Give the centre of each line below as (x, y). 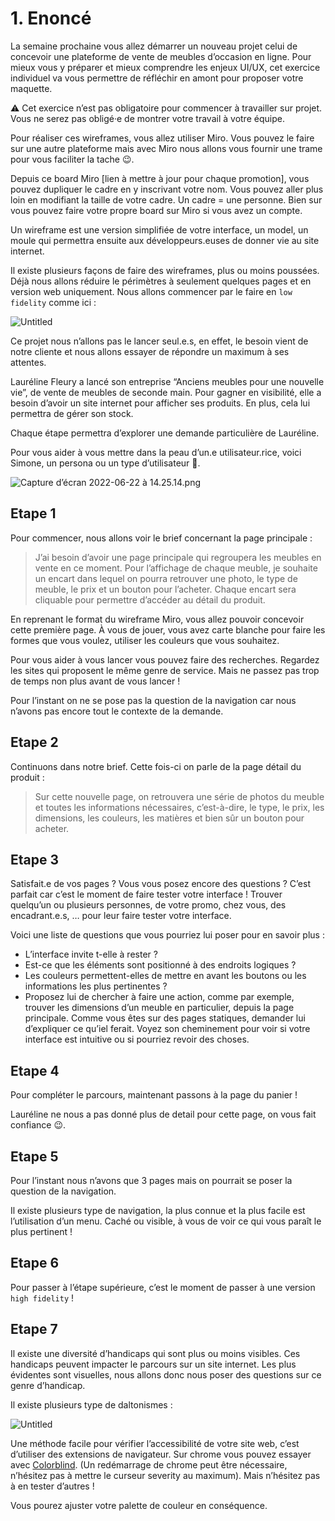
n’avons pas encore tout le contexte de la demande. (117, 711)
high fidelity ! (42, 1298)
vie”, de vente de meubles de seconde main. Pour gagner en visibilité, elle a (166, 392)
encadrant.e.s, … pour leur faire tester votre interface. (121, 916)
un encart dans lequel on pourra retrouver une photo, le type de (166, 578)
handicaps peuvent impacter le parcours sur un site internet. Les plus (153, 1364)
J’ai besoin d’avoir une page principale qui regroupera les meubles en (178, 557)
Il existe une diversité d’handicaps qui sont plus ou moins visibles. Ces (155, 1353)
